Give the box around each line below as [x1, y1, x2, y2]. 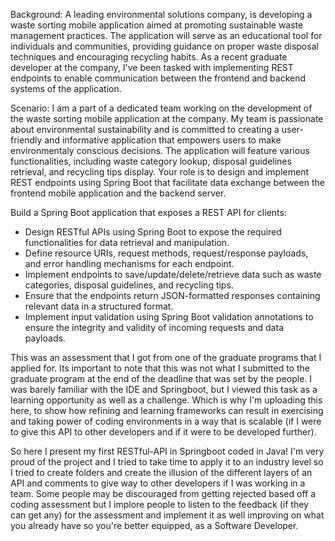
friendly [10, 134, 43, 146]
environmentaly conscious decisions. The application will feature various [10, 145, 310, 156]
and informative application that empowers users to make [44, 134, 282, 146]
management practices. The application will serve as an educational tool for [10, 30, 323, 41]
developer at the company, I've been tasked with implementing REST [10, 62, 294, 73]
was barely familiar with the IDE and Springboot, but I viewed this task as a [10, 384, 318, 395]
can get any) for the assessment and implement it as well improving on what [10, 509, 325, 521]
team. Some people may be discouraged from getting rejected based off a [10, 488, 316, 499]
